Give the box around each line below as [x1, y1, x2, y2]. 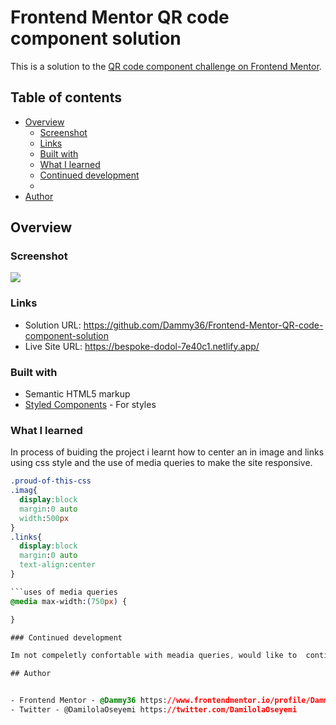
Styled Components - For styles [24, 399, 157, 411]
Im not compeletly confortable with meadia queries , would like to [10, 651, 298, 661]
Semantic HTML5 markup [24, 388, 131, 400]
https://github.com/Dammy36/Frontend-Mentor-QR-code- [83, 319, 324, 331]
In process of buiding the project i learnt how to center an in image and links [10, 446, 325, 458]
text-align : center [19, 560, 97, 570]
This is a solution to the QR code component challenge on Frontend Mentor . [10, 60, 322, 72]
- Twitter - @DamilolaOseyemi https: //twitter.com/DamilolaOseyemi [10, 705, 298, 715]
